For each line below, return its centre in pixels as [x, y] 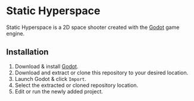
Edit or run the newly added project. [59, 91]
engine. [15, 33]
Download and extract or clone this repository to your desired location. [101, 73]
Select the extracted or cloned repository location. [76, 85]
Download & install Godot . [46, 66]
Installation [27, 52]
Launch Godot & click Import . [51, 79]
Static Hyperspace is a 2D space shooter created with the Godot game [93, 27]
